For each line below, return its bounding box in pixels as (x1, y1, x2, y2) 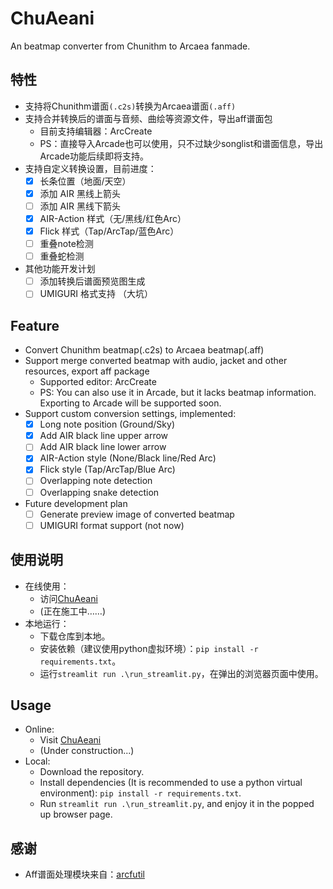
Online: (24, 723, 55, 736)
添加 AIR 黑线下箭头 (39, 200, 121, 212)
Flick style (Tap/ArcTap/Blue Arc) (39, 463, 176, 476)
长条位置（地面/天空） (39, 175, 132, 187)
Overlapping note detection (39, 475, 153, 487)
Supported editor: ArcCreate (39, 376, 157, 388)
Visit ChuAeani (39, 734, 102, 746)
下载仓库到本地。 (39, 630, 111, 642)
